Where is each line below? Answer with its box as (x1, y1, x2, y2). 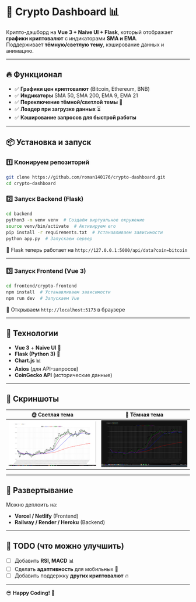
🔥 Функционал (6, 70, 62, 80)
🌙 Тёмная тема (125, 411, 164, 418)
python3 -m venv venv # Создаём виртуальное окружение (6, 217, 145, 223)
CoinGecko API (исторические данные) (14, 371, 113, 378)
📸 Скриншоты (6, 394, 60, 403)
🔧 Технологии (6, 329, 58, 338)
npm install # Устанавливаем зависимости (6, 289, 111, 295)
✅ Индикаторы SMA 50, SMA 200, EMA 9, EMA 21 (14, 92, 138, 99)
